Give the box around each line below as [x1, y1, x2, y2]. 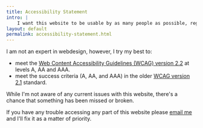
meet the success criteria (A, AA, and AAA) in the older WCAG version [14, 72, 190, 80]
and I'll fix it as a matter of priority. [6, 115, 92, 123]
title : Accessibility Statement [6, 8, 88, 15]
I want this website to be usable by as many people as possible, [17, 20, 188, 26]
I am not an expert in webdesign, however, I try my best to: [6, 48, 152, 55]
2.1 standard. [14, 79, 47, 86]
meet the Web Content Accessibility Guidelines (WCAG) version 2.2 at [14, 60, 190, 67]
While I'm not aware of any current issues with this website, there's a [6, 91, 178, 98]
